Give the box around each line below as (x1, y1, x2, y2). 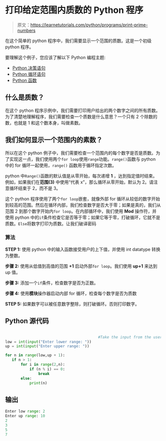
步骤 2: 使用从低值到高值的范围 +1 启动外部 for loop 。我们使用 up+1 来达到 (5, 263, 158, 269)
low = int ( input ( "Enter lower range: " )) (5, 339, 92, 344)
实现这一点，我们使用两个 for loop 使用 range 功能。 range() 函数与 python (9, 156, 156, 162)
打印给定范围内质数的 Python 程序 (5, 4, 144, 16)
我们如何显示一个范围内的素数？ (5, 136, 103, 144)
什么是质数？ (5, 93, 44, 102)
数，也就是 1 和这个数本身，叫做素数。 (5, 120, 83, 126)
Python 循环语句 (12, 71, 46, 77)
